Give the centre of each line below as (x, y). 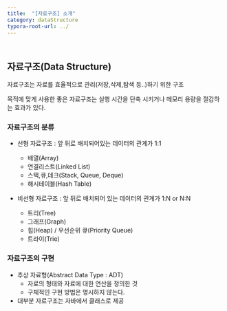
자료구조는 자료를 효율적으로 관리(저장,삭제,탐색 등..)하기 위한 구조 (96, 85)
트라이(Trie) (43, 239)
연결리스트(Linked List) (59, 167)
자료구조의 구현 (31, 259)
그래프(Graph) (47, 222)
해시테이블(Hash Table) (60, 184)
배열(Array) (43, 158)
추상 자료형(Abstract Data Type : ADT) (70, 275)
